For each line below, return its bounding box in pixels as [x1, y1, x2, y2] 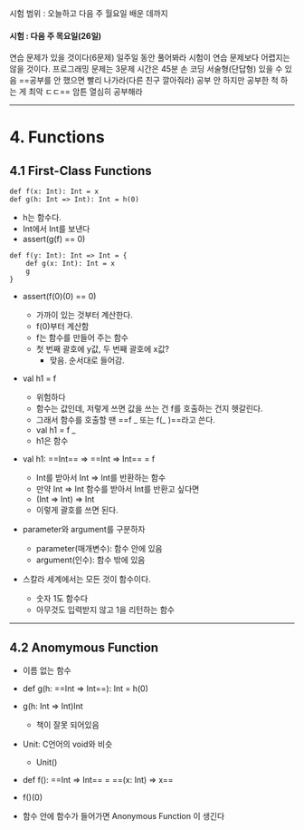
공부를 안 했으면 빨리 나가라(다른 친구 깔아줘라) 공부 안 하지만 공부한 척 [29, 75, 279, 86]
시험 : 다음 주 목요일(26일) [9, 30, 102, 41]
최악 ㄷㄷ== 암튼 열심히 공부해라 [28, 86, 143, 97]
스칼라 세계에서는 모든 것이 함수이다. [22, 574, 151, 585]
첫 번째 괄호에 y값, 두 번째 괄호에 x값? [35, 344, 170, 355]
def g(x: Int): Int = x [25, 259, 116, 269]
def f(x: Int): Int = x [9, 187, 100, 197]
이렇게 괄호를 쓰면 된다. [35, 504, 119, 515]
